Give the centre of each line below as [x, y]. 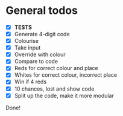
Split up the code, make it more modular [64, 95]
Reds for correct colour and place [56, 68]
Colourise [26, 41]
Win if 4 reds [30, 82]
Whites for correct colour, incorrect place [66, 75]
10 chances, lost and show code [54, 89]
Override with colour [40, 54]
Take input [27, 48]
